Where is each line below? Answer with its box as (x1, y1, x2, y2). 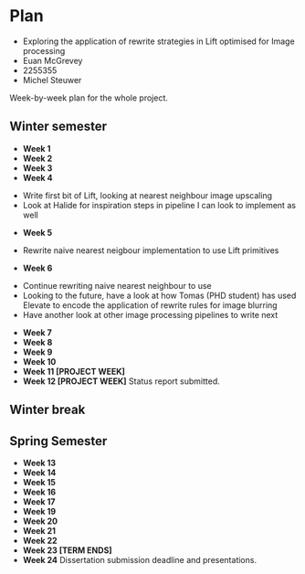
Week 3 (22, 162, 53, 174)
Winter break (9, 402, 86, 418)
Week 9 (22, 346, 53, 357)
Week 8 (22, 336, 53, 347)
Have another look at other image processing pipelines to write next (22, 309, 279, 320)
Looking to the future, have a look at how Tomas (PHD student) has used (22, 290, 297, 301)
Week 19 (22, 505, 57, 516)
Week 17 (22, 495, 56, 507)
